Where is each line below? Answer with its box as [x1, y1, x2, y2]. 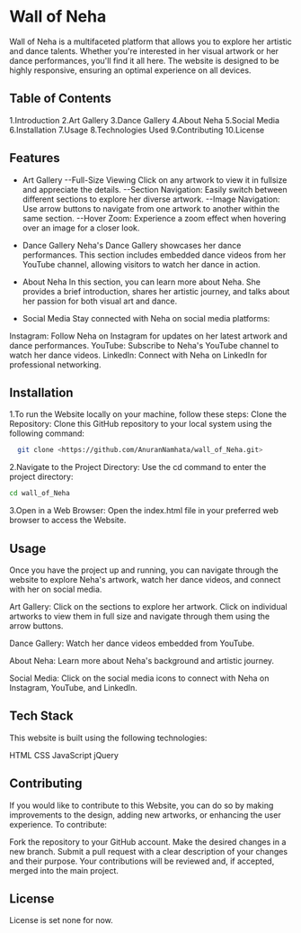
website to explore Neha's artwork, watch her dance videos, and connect [9, 574, 281, 584]
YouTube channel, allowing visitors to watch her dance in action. [22, 258, 261, 269]
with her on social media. [9, 584, 102, 594]
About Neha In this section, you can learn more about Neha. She [22, 276, 261, 287]
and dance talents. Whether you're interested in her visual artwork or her [9, 45, 279, 56]
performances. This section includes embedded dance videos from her [22, 249, 287, 260]
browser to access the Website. [9, 515, 127, 526]
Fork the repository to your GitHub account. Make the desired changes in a [9, 836, 287, 847]
